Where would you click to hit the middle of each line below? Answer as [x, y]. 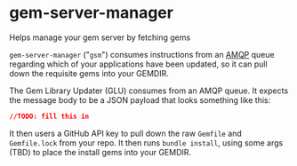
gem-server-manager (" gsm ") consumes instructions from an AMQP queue [142, 54]
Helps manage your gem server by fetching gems [100, 37]
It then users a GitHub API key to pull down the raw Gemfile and [125, 133]
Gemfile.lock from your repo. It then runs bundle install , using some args [146, 142]
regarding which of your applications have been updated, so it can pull [139, 64]
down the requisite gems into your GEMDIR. [89, 73]
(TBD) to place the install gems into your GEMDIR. [100, 152]
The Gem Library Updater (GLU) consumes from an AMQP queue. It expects [149, 91]
